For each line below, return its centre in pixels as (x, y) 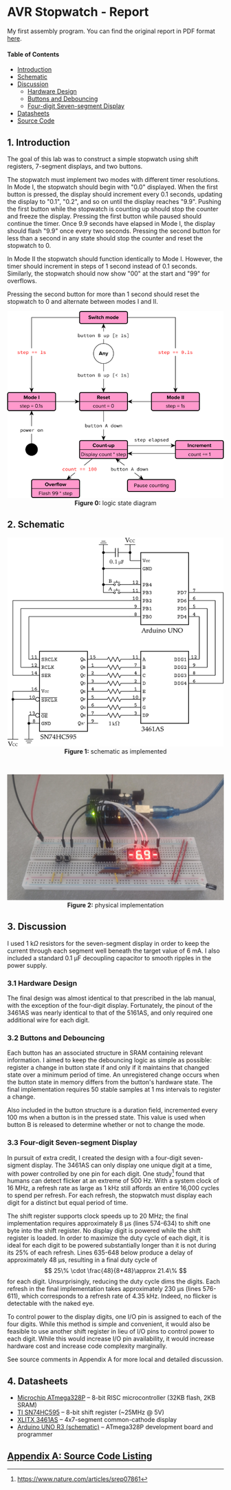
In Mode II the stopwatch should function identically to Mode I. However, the (115, 258)
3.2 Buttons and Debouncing (56, 1037)
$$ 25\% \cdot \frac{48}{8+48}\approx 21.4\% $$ (115, 1271)
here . (14, 38)
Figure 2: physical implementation (115, 905)
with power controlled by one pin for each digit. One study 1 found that (106, 1173)
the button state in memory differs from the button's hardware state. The (110, 1082)
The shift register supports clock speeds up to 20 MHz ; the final (98, 1216)
